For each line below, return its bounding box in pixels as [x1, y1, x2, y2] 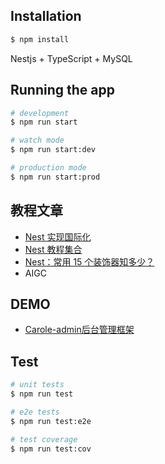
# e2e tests [10, 407, 60, 417]
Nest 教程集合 [24, 243, 83, 255]
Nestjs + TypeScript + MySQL [10, 52, 133, 64]
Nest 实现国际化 [24, 230, 92, 243]
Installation [10, 8, 82, 25]
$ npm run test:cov [10, 444, 92, 454]
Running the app [10, 82, 115, 99]
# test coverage [10, 434, 78, 444]
